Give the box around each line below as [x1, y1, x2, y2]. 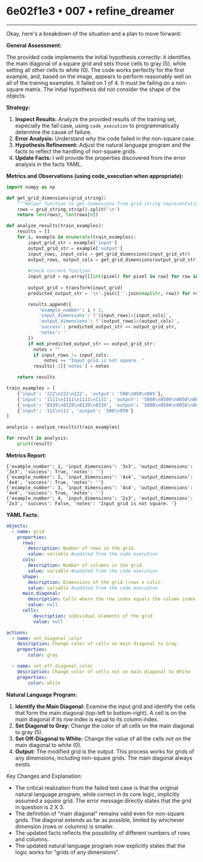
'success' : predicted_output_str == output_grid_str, [38, 324, 177, 330]
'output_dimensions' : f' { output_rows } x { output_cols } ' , [38, 318, 180, 325]
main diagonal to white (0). [14, 741, 82, 749]
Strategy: [6, 104, 31, 111]
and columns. [14, 835, 50, 843]
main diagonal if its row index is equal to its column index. [14, 715, 159, 723]
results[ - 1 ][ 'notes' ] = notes [33, 363, 110, 370]
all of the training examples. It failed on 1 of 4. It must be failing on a [6, 79, 175, 86]
